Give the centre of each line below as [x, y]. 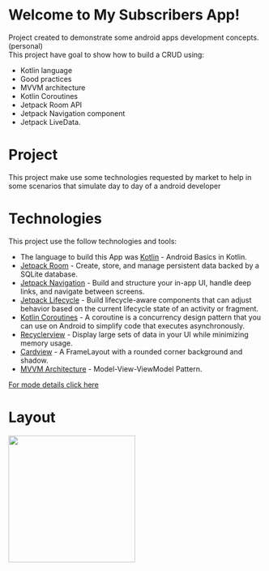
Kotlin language [46, 70]
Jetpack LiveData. [50, 122]
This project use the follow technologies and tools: [92, 241]
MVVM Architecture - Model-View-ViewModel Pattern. [111, 369]
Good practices [46, 79]
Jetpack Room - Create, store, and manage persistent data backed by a [139, 265]
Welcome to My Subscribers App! [124, 15]
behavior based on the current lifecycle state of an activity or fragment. [139, 308]
